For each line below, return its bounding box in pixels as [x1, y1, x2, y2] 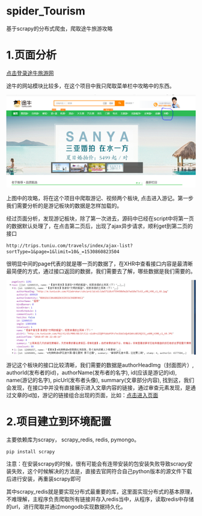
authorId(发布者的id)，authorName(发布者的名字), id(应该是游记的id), [6, 369, 177, 376]
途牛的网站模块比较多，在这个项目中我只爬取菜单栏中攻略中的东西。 [6, 82, 175, 89]
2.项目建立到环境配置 [6, 415, 111, 429]
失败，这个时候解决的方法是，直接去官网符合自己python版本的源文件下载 [11, 468, 192, 475]
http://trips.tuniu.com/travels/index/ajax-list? [6, 243, 133, 249]
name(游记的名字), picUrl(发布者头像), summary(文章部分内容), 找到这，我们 [6, 377, 194, 384]
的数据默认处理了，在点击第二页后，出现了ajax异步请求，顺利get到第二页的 [6, 222, 194, 230]
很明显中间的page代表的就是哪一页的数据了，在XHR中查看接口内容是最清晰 [6, 260, 194, 268]
